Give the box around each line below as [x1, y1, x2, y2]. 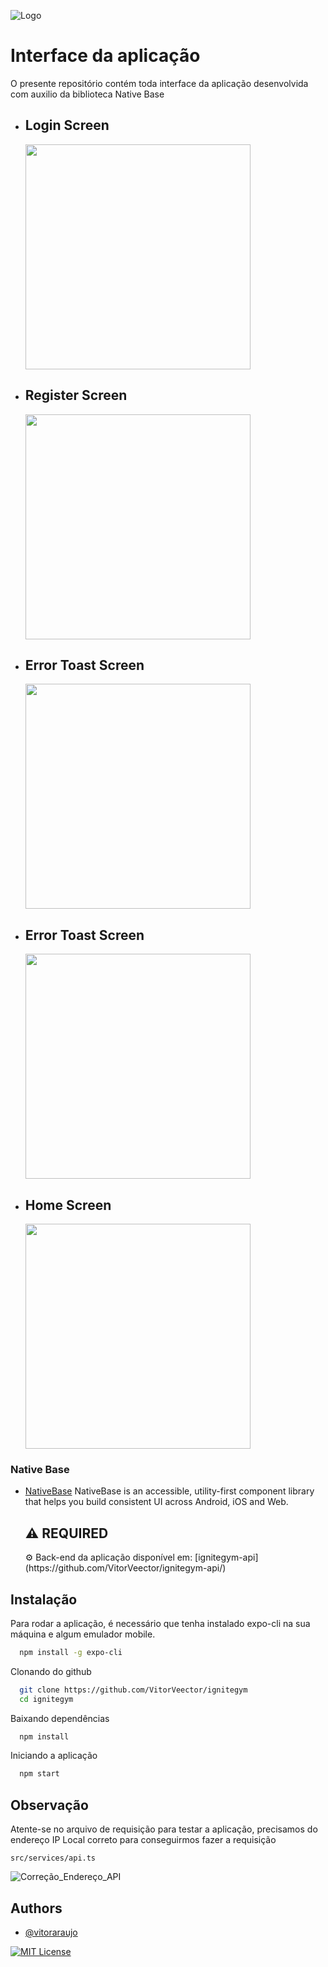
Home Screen [24, 1196, 112, 1214]
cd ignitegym [19, 1694, 74, 1704]
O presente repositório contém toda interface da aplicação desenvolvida [10, 77, 309, 89]
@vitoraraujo [24, 1926, 78, 1938]
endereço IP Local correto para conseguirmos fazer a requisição [10, 1834, 277, 1846]
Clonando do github [10, 1665, 92, 1677]
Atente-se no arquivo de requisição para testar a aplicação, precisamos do [10, 1823, 318, 1835]
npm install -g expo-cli [19, 1647, 123, 1657]
